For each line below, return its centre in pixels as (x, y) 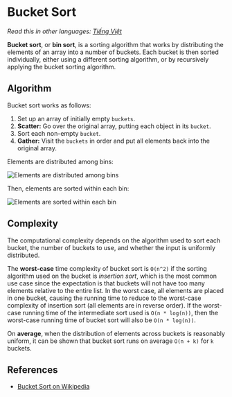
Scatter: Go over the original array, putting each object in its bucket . (114, 126)
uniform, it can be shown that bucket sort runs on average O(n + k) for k (110, 341)
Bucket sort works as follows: (49, 105)
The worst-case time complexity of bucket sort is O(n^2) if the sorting (107, 268)
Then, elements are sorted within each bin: (68, 188)
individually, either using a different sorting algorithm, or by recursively (108, 59)
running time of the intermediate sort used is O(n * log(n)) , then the (121, 312)
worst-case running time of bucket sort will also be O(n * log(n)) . (101, 320)
